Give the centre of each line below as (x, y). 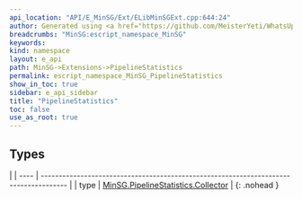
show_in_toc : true (44, 84)
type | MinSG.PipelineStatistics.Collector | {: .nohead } (179, 185)
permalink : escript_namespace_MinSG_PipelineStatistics (116, 76)
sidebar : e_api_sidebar (54, 92)
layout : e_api (36, 59)
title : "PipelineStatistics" (64, 101)
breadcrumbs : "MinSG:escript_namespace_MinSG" (98, 34)
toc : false (30, 109)
